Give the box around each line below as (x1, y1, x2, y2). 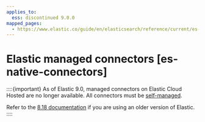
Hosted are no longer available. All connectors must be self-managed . (6, 92, 182, 99)
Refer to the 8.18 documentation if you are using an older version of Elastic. (6, 104, 195, 111)
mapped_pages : (6, 20, 43, 26)
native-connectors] (6, 65, 108, 79)
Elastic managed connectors (6, 52, 154, 66)
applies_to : (6, 9, 37, 15)
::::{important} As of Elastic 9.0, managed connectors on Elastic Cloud (6, 85, 182, 93)
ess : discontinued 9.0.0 (12, 15, 75, 21)
